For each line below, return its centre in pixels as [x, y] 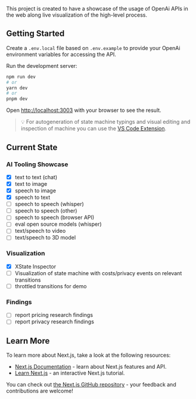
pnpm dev [17, 99]
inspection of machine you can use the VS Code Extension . [94, 129]
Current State [32, 147]
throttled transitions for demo [51, 286]
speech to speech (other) [46, 211]
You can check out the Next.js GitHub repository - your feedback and [91, 385]
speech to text [32, 197]
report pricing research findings [54, 315]
